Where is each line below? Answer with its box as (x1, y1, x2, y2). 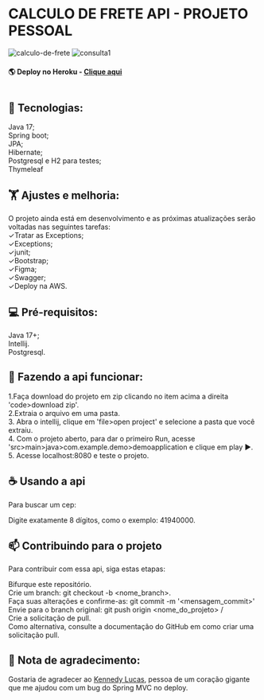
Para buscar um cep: (8, 500, 77, 509)
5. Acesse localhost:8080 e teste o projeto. (8, 450, 149, 460)
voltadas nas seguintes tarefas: (8, 222, 111, 231)
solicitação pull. (8, 630, 60, 640)
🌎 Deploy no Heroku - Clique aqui (8, 67, 122, 76)
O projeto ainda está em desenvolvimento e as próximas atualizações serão (8, 214, 256, 224)
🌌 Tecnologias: (8, 101, 83, 115)
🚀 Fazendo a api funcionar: (8, 371, 143, 384)
